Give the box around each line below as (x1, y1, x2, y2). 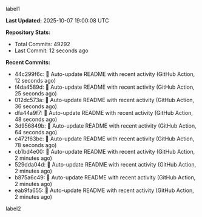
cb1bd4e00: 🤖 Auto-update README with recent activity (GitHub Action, (14, 148, 195, 155)
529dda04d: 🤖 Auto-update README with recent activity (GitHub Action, (14, 161, 197, 168)
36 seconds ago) (14, 103, 57, 110)
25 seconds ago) (14, 90, 57, 97)
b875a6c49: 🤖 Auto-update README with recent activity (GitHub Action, (14, 174, 196, 181)
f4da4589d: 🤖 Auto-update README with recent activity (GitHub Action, (14, 83, 195, 91)
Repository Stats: (5, 29, 51, 36)
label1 (5, 5, 21, 12)
